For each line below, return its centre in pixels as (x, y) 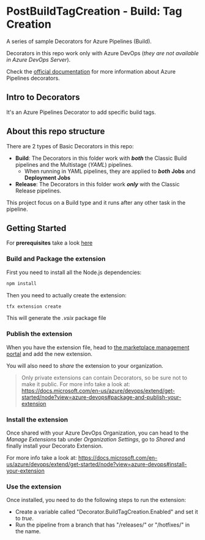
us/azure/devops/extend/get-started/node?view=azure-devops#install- (97, 465)
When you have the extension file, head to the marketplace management (98, 347)
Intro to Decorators (43, 97)
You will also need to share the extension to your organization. (85, 365)
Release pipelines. (38, 191)
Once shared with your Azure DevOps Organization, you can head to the (97, 433)
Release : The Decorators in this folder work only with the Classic (97, 184)
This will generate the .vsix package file (56, 318)
